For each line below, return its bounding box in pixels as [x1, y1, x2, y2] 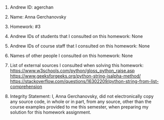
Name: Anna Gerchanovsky [9, 14, 66, 19]
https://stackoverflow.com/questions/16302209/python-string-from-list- [9, 78, 159, 84]
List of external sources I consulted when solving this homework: [9, 62, 144, 68]
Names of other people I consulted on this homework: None [9, 52, 133, 58]
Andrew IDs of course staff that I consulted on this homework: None [9, 43, 150, 49]
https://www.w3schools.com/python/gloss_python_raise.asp [9, 67, 135, 73]
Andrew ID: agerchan [9, 4, 54, 10]
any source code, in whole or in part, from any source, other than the [9, 98, 152, 104]
